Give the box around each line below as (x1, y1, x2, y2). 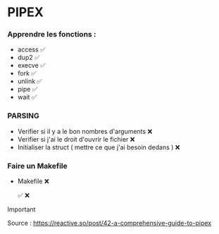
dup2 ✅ (17, 54, 40, 62)
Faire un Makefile (7, 161, 68, 171)
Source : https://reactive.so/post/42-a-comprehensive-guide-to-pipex (7, 219, 212, 228)
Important (7, 205, 36, 214)
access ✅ (17, 45, 46, 54)
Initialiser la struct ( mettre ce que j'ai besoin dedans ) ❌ (17, 142, 180, 152)
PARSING (7, 111, 40, 121)
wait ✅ (17, 93, 37, 101)
